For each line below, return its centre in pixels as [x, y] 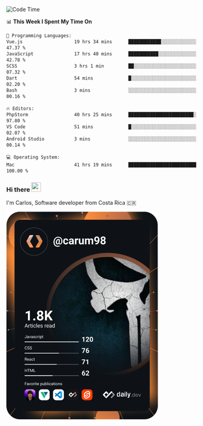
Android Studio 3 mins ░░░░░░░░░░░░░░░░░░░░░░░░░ [101, 139]
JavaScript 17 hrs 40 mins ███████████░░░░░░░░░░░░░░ [101, 54]
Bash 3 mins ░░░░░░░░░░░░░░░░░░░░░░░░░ [101, 91]
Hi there [18, 190]
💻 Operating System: [33, 157]
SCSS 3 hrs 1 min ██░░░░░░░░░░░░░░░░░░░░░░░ [101, 66]
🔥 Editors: [20, 109]
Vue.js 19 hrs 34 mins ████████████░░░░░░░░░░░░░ [101, 42]
